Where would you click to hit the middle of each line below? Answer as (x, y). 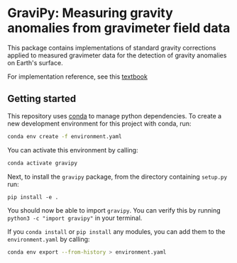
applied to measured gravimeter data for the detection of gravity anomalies (117, 55)
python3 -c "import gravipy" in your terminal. (75, 218)
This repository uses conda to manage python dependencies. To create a (115, 116)
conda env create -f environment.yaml (65, 136)
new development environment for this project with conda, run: (99, 123)
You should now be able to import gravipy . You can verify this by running (114, 210)
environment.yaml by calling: (49, 239)
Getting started (42, 99)
